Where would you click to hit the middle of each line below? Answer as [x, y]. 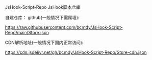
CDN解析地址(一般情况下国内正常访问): [44, 42]
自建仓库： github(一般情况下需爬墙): [42, 18]
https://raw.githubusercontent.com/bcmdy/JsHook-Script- [64, 27]
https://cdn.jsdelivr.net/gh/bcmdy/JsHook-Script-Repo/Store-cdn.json [76, 52]
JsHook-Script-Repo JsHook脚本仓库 [43, 7]
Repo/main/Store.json [27, 32]
